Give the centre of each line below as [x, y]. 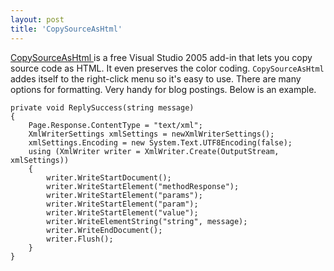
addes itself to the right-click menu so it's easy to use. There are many [156, 78]
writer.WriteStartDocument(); [109, 177]
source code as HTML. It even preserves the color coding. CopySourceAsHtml [167, 68]
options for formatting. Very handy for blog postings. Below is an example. [163, 89]
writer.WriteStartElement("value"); [122, 212]
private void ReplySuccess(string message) [102, 107]
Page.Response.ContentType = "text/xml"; [115, 125]
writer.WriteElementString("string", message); [147, 221]
